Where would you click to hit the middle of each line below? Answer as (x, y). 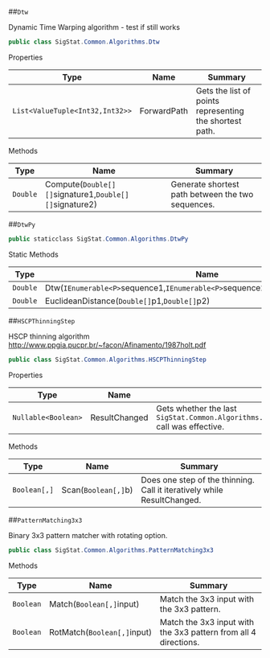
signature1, (75, 194)
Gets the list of (223, 90)
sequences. (193, 204)
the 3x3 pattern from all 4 (208, 632)
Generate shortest (205, 184)
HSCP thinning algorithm (49, 336)
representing (220, 110)
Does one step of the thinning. (197, 479)
